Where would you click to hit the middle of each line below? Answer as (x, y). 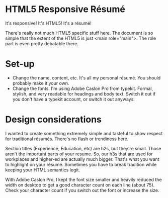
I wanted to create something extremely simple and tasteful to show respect (84, 133)
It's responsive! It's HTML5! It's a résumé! (48, 23)
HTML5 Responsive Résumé (65, 9)
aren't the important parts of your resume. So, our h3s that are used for (79, 154)
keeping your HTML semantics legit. (43, 170)
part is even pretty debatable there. (42, 43)
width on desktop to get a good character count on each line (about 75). (80, 185)
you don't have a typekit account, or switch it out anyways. (73, 99)
